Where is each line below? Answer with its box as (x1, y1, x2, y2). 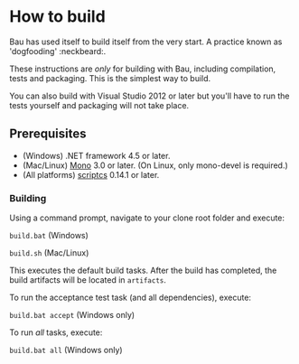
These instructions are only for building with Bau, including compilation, (9, 63, 276, 74)
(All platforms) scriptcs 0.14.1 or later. (22, 169, 160, 180)
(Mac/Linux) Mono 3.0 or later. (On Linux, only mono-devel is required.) (22, 160, 289, 171)
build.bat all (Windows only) (9, 345, 124, 356)
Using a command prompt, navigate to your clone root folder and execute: (9, 212, 285, 223)
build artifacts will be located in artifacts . (9, 275, 167, 285)
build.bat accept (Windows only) (9, 310, 135, 321)
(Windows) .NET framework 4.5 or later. (22, 150, 171, 161)
